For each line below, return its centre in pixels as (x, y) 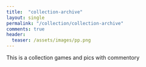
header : (16, 35)
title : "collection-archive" (45, 12)
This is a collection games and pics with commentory (73, 58)
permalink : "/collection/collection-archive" (65, 23)
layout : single (26, 18)
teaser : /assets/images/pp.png (51, 40)
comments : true (26, 29)
